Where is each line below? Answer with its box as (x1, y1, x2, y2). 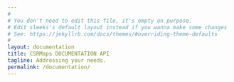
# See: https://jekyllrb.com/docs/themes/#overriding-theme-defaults (7, 30, 218, 38)
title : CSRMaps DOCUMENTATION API (7, 51, 110, 58)
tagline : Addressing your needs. (7, 57, 107, 64)
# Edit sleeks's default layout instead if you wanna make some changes (7, 24, 228, 31)
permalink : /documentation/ (7, 63, 91, 71)
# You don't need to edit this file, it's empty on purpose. (7, 17, 193, 24)
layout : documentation (7, 43, 75, 51)
